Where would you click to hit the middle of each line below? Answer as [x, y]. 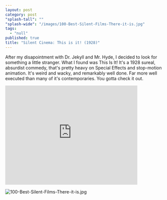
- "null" [19, 33]
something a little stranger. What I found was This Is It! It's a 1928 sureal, [80, 62]
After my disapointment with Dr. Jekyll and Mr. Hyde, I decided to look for [81, 57]
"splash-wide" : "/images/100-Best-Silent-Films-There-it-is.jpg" [75, 24]
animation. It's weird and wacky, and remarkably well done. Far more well [81, 73]
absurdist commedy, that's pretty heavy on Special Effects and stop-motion [83, 68]
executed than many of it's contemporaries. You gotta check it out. [74, 78]
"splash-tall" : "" [24, 19]
